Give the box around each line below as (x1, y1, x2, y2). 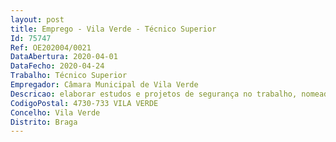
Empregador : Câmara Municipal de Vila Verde (10, 80, 199, 90)
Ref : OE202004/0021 (10, 42, 92, 53)
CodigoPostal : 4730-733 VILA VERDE (10, 98, 159, 108)
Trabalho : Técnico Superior (10, 71, 128, 81)
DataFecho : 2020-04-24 (10, 61, 105, 71)
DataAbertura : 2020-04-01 (10, 52, 118, 62)
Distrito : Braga (10, 117, 78, 127)
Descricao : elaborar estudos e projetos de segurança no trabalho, (10, 89, 298, 99)
